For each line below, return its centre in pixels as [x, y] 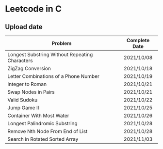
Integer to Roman [27, 84]
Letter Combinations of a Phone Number [53, 76]
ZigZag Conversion [29, 68]
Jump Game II [23, 108]
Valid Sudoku [23, 100]
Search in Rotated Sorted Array [43, 139]
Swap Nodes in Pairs [31, 92]
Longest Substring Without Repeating [50, 54]
